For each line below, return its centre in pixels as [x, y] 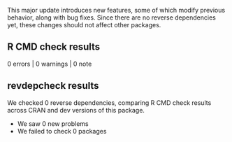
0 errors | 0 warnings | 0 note [50, 64]
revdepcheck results [53, 86]
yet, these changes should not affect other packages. [84, 25]
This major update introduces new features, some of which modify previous [116, 10]
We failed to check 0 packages [62, 131]
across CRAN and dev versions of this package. [76, 110]
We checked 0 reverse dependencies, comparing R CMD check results [109, 102]
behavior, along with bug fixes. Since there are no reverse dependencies [112, 17]
